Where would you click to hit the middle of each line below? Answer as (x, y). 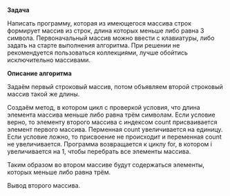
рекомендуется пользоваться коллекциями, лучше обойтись (98, 52)
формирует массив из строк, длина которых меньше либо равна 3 (106, 31)
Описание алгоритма (40, 73)
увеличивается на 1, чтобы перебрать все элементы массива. (99, 151)
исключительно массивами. (49, 60)
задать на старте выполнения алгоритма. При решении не (94, 45)
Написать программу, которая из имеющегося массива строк (99, 23)
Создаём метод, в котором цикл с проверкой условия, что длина (104, 107)
